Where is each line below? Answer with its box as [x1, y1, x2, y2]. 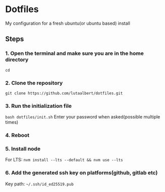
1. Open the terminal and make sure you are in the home [5, 50, 144, 57]
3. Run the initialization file [5, 102, 72, 109]
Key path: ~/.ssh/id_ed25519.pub [5, 180, 74, 187]
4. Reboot [5, 132, 30, 139]
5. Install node [5, 145, 41, 152]
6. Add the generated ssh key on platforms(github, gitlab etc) [5, 169, 158, 176]
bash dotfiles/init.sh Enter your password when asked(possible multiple [5, 114, 160, 120]
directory [5, 56, 29, 63]
